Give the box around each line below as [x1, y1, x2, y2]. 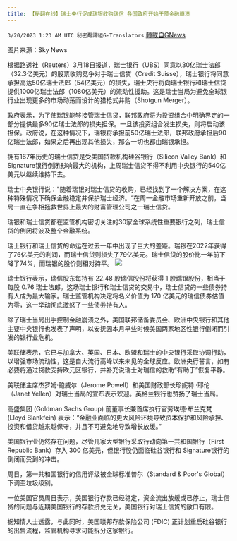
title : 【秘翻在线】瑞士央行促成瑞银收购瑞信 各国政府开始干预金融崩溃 [7, 10, 190, 18]
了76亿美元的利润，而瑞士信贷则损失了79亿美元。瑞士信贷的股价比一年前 [7, 250, 220, 258]
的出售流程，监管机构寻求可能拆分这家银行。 [7, 526, 138, 535]
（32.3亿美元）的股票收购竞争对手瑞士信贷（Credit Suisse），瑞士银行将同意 [7, 69, 229, 78]
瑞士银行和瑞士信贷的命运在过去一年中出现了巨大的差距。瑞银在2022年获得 [7, 241, 227, 250]
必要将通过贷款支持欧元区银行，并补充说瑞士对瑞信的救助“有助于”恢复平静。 [7, 365, 229, 374]
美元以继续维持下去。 [7, 170, 69, 178]
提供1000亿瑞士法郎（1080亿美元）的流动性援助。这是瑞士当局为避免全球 [7, 87, 221, 95]
